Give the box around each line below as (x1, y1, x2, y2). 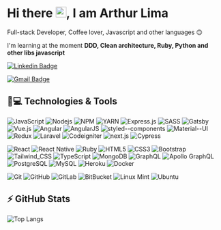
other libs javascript (7, 48, 65, 57)
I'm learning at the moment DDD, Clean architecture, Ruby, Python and (7, 41, 209, 49)
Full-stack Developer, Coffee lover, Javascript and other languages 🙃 (7, 28, 203, 36)
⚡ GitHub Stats (7, 193, 70, 205)
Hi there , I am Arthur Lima (7, 5, 168, 21)
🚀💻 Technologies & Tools (7, 96, 118, 107)
